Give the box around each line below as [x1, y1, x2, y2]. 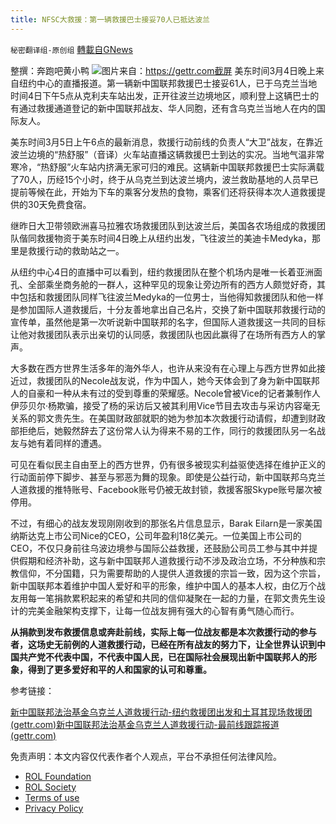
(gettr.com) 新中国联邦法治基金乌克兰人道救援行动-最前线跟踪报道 [10, 718, 280, 730]
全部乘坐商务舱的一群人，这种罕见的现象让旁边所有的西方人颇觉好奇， [27, 278, 317, 290]
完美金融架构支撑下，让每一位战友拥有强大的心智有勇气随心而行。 [27, 604, 300, 616]
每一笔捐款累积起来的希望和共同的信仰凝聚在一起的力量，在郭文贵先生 [27, 592, 317, 604]
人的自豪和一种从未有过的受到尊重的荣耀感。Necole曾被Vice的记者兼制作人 [10, 387, 321, 399]
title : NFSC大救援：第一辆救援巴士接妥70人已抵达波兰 [10, 14, 211, 25]
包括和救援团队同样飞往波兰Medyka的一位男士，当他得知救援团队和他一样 [18, 291, 324, 303]
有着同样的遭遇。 [36, 437, 107, 449]
